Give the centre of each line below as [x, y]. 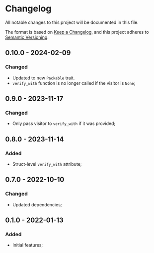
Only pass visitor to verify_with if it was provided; [64, 124]
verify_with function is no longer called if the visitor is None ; [74, 83]
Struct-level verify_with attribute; [47, 164]
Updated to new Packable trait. [43, 78]
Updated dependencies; [37, 204]
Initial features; [28, 245]
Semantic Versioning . [27, 37]
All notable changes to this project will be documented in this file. [72, 22]
